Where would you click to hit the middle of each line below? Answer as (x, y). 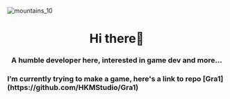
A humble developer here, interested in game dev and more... (117, 60)
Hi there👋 (117, 39)
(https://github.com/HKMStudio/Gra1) (73, 88)
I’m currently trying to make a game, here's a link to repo (104, 79)
